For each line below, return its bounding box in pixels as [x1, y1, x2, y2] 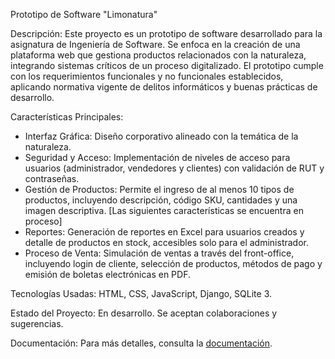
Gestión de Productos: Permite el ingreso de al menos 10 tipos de [24, 184, 295, 195]
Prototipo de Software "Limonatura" [10, 9, 158, 20]
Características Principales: [10, 111, 124, 123]
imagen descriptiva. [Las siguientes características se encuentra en [24, 205, 304, 216]
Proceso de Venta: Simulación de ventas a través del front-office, [24, 247, 295, 259]
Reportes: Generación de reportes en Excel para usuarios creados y [24, 226, 305, 238]
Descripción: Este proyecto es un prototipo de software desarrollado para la [10, 28, 323, 39]
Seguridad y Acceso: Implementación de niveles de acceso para [24, 152, 291, 163]
